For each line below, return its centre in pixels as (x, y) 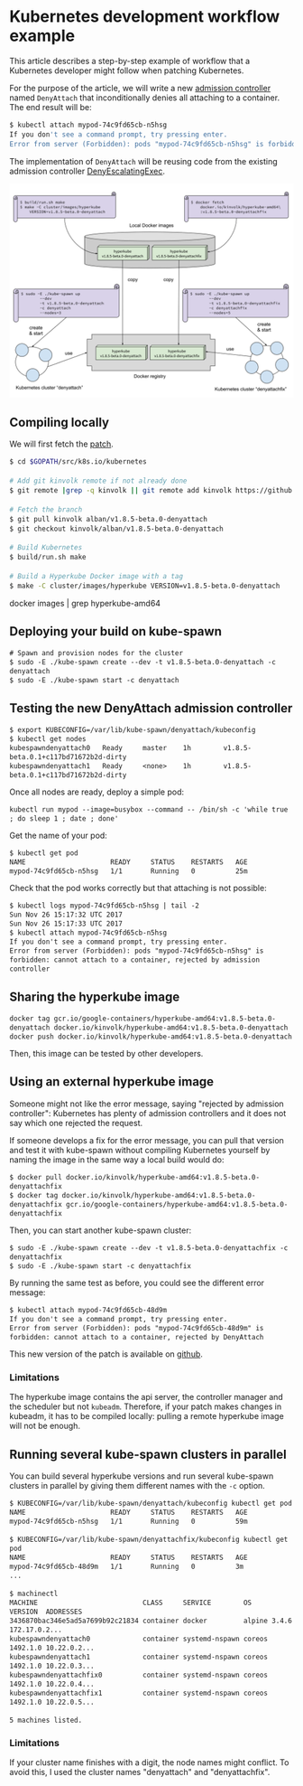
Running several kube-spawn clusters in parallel (148, 1454)
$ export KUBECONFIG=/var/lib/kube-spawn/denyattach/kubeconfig (133, 730)
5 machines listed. (46, 1720)
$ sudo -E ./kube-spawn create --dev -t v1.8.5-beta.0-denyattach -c (143, 663)
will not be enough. (45, 1426)
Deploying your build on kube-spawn (116, 631)
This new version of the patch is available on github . (106, 1354)
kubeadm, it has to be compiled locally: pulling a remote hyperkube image (147, 1416)
